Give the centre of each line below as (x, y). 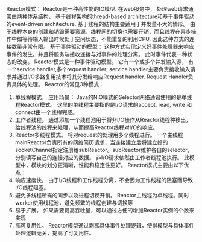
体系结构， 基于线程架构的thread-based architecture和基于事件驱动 (111, 16)
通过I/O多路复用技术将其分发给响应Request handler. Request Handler (103, 77)
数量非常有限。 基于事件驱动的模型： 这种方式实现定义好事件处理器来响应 (103, 46)
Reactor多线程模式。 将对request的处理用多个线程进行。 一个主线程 (99, 135)
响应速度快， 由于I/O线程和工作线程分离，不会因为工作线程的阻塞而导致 (104, 180)
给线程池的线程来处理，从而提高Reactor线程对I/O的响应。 (87, 127)
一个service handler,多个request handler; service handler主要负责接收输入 (98, 69)
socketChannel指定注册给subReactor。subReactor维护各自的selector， (104, 150)
